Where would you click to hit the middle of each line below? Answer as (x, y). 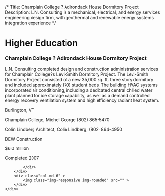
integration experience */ (31, 23)
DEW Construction (24, 139)
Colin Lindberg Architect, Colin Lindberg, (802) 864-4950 (64, 129)
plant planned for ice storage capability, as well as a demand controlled (78, 96)
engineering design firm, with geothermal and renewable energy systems (80, 18)
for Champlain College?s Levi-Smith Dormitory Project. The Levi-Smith (77, 74)
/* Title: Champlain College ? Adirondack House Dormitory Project (72, 7)
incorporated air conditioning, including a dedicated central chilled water (79, 90)
